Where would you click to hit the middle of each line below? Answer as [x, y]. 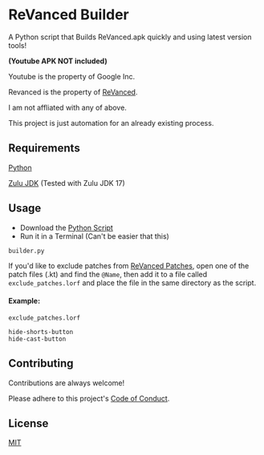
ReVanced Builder [69, 15]
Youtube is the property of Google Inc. [72, 76]
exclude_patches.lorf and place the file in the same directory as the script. [132, 283]
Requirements [44, 149]
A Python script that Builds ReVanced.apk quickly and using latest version [130, 37]
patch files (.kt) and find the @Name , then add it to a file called [108, 274]
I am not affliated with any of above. [67, 107]
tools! [18, 45]
